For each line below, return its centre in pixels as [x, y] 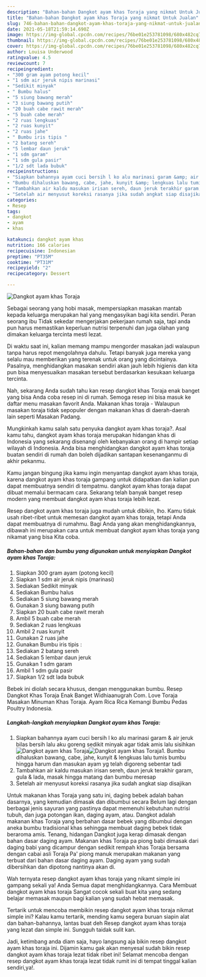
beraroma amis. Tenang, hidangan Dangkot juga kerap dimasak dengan [97, 834]
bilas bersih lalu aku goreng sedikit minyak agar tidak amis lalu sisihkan [105, 744]
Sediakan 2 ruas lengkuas [48, 625]
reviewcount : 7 [26, 63]
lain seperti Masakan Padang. [44, 417]
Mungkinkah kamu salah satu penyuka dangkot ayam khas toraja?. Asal [97, 428]
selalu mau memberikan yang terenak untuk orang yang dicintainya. [92, 359]
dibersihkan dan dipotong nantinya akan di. [61, 867]
